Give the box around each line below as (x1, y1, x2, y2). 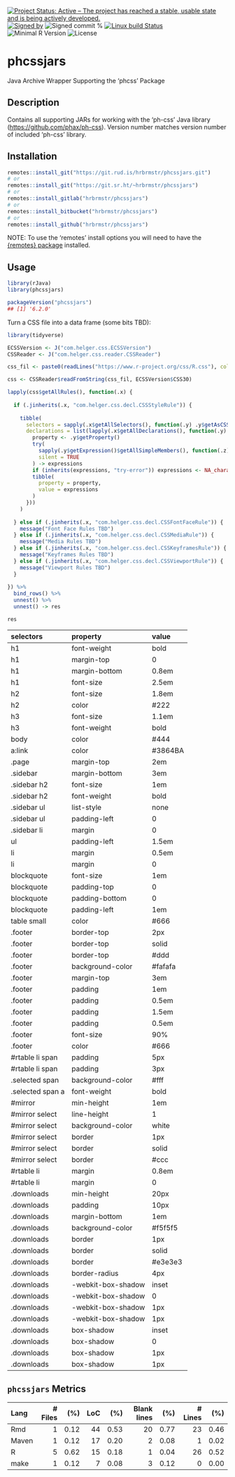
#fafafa (151, 962, 176, 971)
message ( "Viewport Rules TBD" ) (20, 564, 111, 571)
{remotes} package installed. (7, 241, 91, 250)
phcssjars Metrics (7, 1383, 86, 1395)
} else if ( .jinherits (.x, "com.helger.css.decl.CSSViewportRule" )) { (13, 557, 224, 564)
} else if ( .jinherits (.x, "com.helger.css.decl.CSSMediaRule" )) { (13, 531, 215, 538)
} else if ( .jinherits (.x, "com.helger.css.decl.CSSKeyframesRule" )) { (13, 545, 227, 552)
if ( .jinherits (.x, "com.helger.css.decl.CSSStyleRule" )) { (13, 401, 192, 408)
